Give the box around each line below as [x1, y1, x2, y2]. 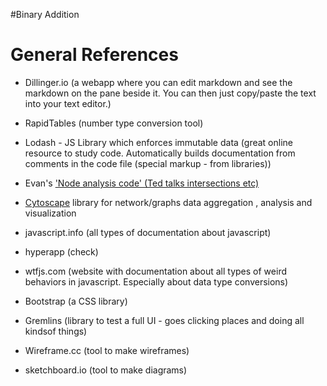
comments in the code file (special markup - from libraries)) [24, 157, 272, 169]
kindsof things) [24, 325, 88, 337]
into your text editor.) [24, 97, 112, 109]
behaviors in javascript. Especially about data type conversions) [24, 275, 289, 288]
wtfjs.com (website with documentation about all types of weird [24, 265, 287, 277]
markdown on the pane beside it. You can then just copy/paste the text [24, 87, 317, 99]
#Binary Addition [10, 9, 80, 20]
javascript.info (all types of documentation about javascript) [24, 226, 272, 238]
